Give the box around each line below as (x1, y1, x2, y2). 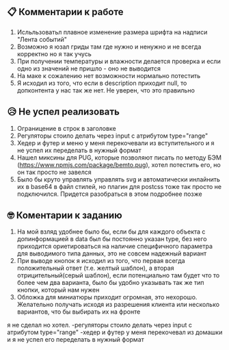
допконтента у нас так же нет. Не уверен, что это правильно (16, 86, 195, 95)
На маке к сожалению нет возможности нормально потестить (16, 71, 201, 79)
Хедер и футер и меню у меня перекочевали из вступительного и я (16, 138, 215, 147)
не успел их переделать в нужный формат (16, 146, 142, 154)
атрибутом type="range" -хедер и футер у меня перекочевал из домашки (7, 328, 223, 336)
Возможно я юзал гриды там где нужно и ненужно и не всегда (16, 42, 202, 51)
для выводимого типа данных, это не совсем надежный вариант (16, 249, 207, 258)
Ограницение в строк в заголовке (16, 124, 116, 132)
